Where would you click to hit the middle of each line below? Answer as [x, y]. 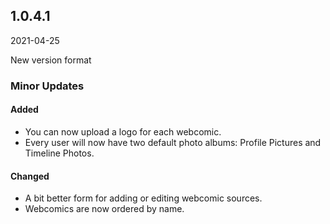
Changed [30, 176]
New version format [51, 60]
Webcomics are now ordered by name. [104, 209]
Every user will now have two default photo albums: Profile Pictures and [173, 142]
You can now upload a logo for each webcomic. [123, 131]
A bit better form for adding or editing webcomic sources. [143, 198]
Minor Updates [47, 86]
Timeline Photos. [59, 153]
